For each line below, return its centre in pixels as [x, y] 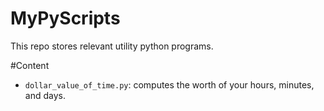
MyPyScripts [65, 18]
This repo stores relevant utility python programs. [112, 46]
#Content [30, 65]
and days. [45, 95]
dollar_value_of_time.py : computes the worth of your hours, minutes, [169, 84]
